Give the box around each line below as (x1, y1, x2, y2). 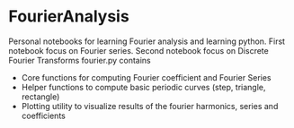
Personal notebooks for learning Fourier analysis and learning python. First (8, 36, 285, 47)
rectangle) (21, 91, 60, 102)
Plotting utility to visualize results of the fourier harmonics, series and (21, 100, 279, 111)
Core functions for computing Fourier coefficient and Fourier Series (21, 72, 272, 82)
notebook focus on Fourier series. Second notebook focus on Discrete (8, 45, 269, 55)
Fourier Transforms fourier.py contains (8, 55, 151, 65)
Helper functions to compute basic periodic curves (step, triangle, (21, 81, 266, 92)
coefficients (21, 110, 67, 121)
